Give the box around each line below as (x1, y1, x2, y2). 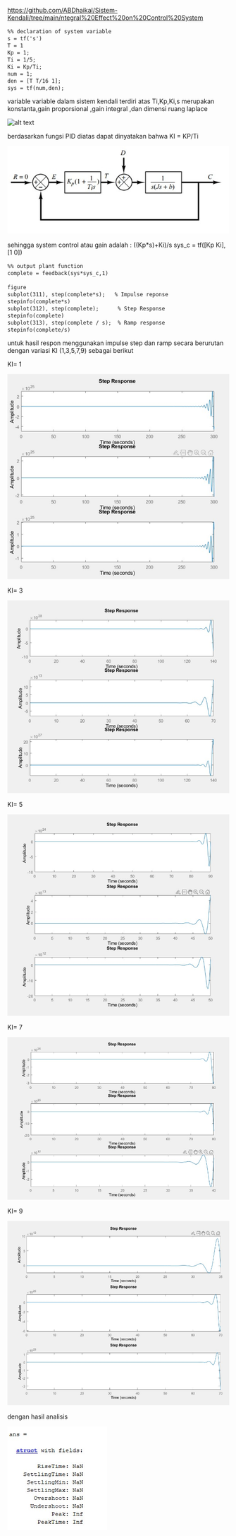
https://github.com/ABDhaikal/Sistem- (7, 6, 118, 14)
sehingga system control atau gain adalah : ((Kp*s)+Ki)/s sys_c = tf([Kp (7, 240, 215, 249)
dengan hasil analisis (7, 1412, 68, 1421)
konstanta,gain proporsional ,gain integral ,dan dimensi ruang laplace (7, 105, 208, 112)
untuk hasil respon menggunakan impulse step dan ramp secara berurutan (7, 339, 224, 347)
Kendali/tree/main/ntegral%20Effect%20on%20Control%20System (7, 13, 204, 22)
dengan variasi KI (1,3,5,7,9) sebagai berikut (7, 347, 134, 354)
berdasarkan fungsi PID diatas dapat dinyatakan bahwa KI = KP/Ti (7, 132, 199, 140)
